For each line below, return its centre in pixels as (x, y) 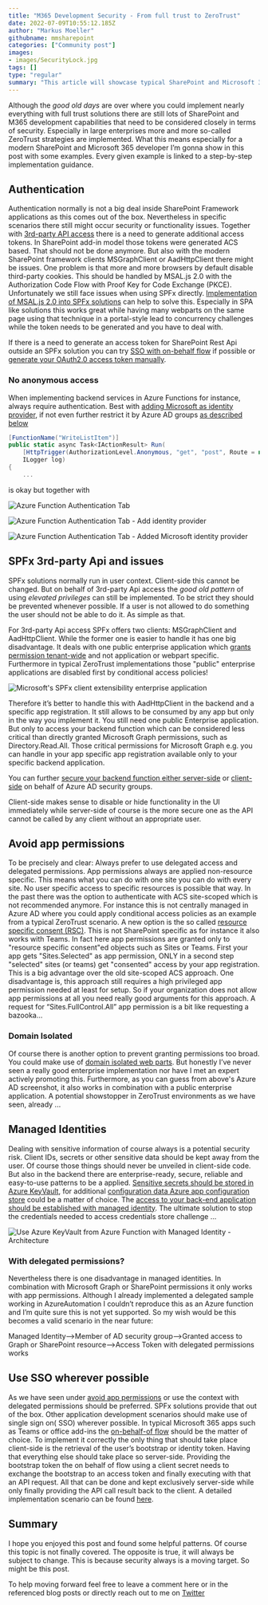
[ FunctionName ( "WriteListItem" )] (64, 438)
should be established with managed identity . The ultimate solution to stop (130, 1208)
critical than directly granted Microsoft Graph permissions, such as (118, 737)
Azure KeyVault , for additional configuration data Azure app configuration (129, 1191)
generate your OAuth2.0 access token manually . (87, 360)
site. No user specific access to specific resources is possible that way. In (130, 888)
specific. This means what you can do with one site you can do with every (130, 880)
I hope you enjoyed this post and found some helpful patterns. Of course (128, 1543)
